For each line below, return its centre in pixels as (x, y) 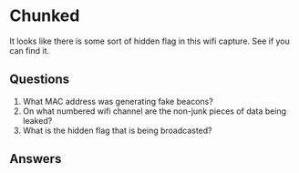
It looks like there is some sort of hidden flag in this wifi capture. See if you (149, 41)
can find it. (30, 50)
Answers (36, 159)
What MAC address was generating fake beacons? (118, 101)
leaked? (37, 120)
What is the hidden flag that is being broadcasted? (117, 130)
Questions (40, 80)
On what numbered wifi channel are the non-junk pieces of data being (155, 111)
